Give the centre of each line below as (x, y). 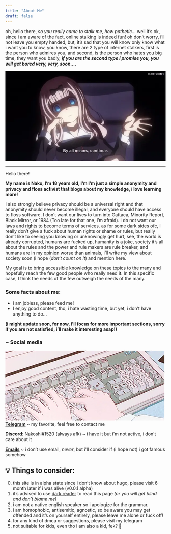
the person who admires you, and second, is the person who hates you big (83, 53)
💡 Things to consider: (40, 471)
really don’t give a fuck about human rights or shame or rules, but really (80, 231)
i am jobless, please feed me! (43, 303)
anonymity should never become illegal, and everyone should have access (83, 210)
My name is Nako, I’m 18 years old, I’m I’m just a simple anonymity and (81, 183)
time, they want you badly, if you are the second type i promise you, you (82, 58)
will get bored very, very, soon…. (41, 64)
